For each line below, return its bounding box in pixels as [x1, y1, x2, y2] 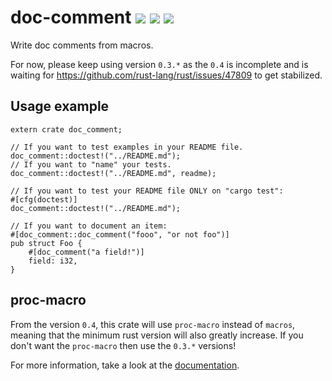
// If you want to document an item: [10, 221, 168, 231]
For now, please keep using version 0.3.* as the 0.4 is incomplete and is [10, 58, 309, 70]
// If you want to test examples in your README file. [10, 142, 244, 152]
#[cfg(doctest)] [10, 194, 78, 205]
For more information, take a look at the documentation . [10, 359, 240, 371]
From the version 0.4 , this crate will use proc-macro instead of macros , [10, 318, 296, 330]
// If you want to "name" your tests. [10, 159, 172, 170]
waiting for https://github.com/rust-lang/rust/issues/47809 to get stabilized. [10, 69, 323, 81]
